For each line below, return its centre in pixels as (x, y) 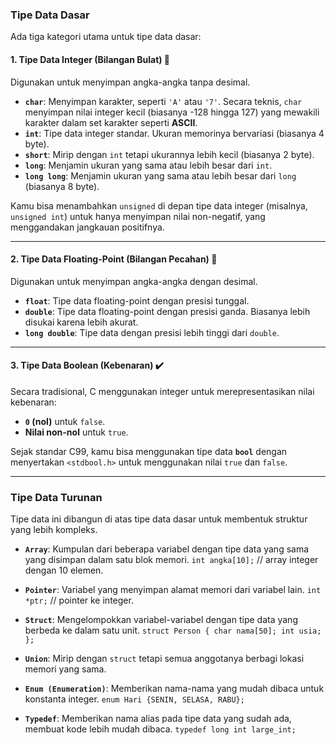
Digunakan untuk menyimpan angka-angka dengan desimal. (134, 281)
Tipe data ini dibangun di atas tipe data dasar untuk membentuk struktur (159, 519)
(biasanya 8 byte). (62, 186)
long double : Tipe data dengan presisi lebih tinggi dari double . (152, 332)
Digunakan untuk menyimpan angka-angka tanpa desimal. (130, 82)
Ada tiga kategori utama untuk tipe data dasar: (106, 37)
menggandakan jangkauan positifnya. (87, 227)
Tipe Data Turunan (56, 497)
